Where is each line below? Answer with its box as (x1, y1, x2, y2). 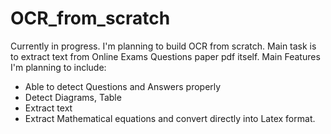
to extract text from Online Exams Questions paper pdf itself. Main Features (10, 50, 321, 62)
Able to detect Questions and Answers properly (24, 80, 222, 92)
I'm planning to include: (10, 61, 107, 73)
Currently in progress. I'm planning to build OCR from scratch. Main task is (10, 40, 317, 52)
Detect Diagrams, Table (24, 91, 122, 103)
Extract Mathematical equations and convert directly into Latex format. (24, 112, 316, 124)
